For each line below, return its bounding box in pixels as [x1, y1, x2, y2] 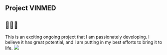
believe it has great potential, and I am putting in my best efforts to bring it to [5, 39, 163, 45]
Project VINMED [5, 4, 56, 12]
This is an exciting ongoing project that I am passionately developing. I [5, 34, 150, 40]
